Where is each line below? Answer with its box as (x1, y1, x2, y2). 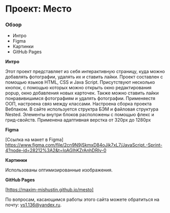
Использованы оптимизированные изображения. (5, 167, 113, 173)
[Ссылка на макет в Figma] (5, 136, 63, 143)
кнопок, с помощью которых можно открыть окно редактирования (5, 85, 152, 91)
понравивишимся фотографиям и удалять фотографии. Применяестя (5, 95, 156, 101)
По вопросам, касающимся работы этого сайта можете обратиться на (5, 196, 160, 203)
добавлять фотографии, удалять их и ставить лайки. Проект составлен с (5, 74, 163, 80)
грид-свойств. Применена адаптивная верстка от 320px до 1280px (5, 117, 151, 123)
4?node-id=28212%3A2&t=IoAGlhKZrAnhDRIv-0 (5, 148, 107, 154)
